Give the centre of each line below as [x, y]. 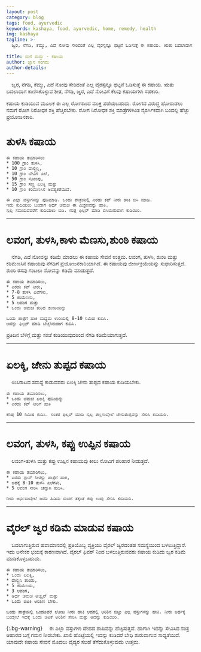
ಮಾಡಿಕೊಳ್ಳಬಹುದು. [24, 558]
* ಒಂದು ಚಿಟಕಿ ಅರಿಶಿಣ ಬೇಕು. [32, 602]
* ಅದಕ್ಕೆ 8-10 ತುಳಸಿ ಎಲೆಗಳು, [34, 483]
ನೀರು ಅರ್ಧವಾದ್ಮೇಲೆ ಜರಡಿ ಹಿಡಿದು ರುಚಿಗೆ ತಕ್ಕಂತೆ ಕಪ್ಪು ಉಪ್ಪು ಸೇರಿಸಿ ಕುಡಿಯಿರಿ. [70, 499]
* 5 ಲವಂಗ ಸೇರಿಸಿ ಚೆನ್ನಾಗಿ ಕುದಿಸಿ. [36, 488]
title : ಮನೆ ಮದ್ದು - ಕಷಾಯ [35, 56]
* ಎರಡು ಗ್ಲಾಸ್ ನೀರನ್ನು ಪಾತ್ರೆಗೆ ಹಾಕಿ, [38, 478]
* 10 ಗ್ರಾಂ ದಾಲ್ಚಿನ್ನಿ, [24, 169]
